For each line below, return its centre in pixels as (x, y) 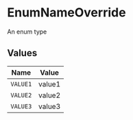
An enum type (27, 32)
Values (22, 53)
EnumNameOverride (66, 13)
